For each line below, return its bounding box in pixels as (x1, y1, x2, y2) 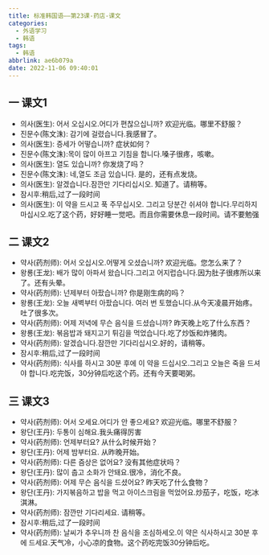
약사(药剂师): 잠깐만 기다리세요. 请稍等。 (19, 508, 150, 517)
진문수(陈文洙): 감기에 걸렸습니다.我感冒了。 (19, 129, 161, 138)
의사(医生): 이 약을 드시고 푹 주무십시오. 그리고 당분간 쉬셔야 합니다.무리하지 (19, 199, 258, 209)
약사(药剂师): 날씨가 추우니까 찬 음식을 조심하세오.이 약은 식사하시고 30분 (19, 528, 251, 537)
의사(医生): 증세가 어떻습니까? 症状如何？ (19, 138, 151, 149)
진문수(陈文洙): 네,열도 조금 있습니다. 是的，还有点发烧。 (19, 169, 202, 179)
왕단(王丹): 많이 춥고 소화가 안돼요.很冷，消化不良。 (19, 467, 186, 477)
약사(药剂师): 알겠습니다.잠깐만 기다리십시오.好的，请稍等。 (19, 339, 210, 348)
